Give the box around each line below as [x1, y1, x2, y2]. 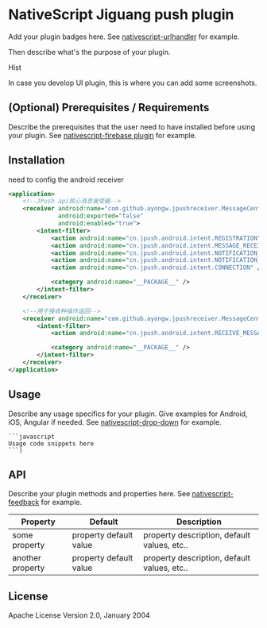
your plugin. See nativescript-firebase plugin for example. [8, 130, 197, 140]
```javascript [8, 433, 56, 441]
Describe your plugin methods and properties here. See [8, 489, 191, 499]
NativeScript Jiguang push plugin [8, 6, 234, 24]
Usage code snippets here [8, 439, 94, 448]
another [12, 553, 42, 564]
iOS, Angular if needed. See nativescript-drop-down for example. [8, 417, 222, 426]
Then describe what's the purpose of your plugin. [8, 47, 171, 56]
